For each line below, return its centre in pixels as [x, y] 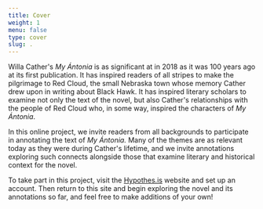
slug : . [21, 45]
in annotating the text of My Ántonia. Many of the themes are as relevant [126, 140]
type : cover [27, 37]
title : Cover [29, 15]
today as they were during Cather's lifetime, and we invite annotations [121, 149]
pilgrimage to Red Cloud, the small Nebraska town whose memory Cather [127, 84]
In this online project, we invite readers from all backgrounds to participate [128, 132]
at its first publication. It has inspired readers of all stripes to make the [121, 75]
